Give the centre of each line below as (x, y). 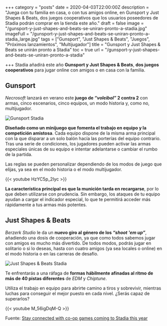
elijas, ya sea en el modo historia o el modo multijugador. (64, 169)
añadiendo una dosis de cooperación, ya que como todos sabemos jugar (80, 237)
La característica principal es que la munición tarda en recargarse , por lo (82, 188)
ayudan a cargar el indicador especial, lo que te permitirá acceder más (78, 199)
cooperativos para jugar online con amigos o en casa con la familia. (75, 70)
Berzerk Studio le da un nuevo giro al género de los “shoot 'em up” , (76, 232)
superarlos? (17, 298)
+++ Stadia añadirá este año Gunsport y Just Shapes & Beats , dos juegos (82, 65)
